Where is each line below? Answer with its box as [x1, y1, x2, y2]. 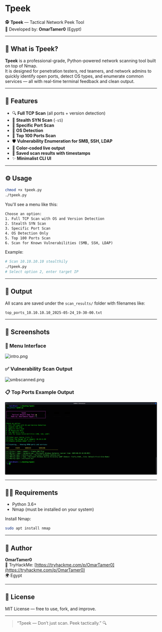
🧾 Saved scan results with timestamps [12, 150, 91, 156]
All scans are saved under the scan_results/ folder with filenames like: [5, 300, 146, 306]
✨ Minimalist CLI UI [12, 155, 52, 161]
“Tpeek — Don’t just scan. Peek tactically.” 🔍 [16, 620, 107, 626]
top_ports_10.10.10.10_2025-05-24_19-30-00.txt [5, 310, 103, 315]
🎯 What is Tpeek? [5, 45, 58, 53]
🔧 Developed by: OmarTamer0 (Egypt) [5, 26, 82, 32]
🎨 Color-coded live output [12, 145, 65, 151]
